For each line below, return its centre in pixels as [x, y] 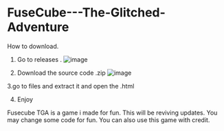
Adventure [38, 27]
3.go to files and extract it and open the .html [71, 86]
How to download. [33, 46]
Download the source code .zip [61, 73]
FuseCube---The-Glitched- [87, 13]
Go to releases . [40, 59]
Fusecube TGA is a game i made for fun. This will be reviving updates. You [112, 112]
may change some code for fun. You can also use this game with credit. [109, 120]
